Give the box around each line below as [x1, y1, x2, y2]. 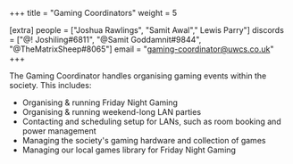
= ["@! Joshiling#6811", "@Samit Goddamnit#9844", [9, 35, 202, 45]
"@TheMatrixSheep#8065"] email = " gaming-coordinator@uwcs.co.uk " [9, 44, 274, 54]
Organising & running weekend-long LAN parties [21, 107, 202, 117]
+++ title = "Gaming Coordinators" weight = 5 [9, 8, 177, 18]
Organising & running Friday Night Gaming [21, 97, 179, 108]
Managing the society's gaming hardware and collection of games [21, 135, 266, 145]
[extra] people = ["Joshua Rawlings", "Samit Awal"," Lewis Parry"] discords [9, 25, 284, 35]
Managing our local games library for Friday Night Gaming [21, 144, 237, 155]
